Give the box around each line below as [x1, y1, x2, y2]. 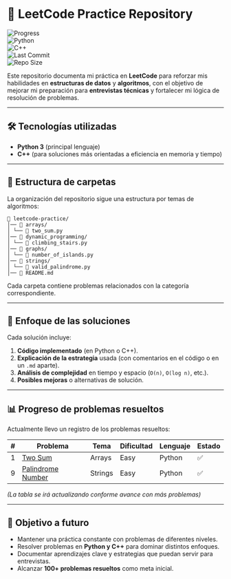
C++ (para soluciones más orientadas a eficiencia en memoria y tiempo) [16, 149, 222, 158]
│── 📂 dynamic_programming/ [7, 233, 88, 240]
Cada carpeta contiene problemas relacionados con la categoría [7, 282, 189, 290]
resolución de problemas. [7, 93, 79, 102]
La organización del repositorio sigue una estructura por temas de [7, 194, 195, 202]
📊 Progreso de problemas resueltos [7, 403, 164, 415]
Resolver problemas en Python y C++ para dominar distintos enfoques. [16, 543, 220, 550]
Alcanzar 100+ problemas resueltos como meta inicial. [16, 565, 174, 572]
